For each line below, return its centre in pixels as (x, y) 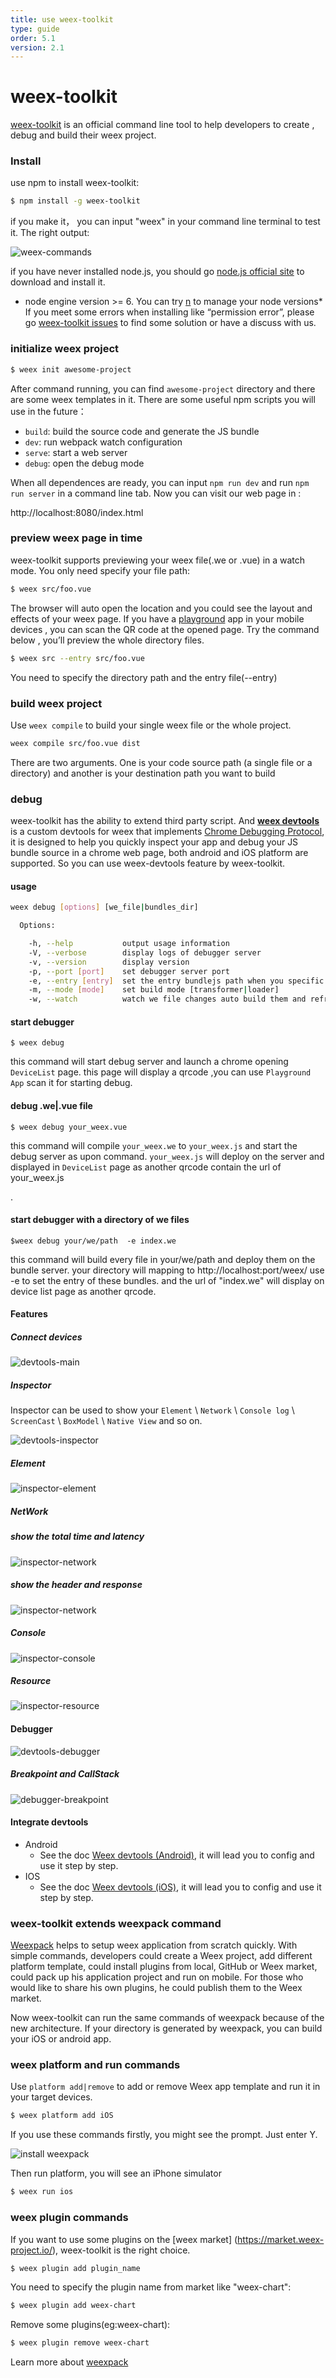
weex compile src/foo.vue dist (75, 743)
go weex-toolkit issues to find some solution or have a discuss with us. (170, 323)
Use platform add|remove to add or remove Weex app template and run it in (165, 2087)
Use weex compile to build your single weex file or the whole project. (151, 725)
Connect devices (46, 1337)
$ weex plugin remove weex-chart (80, 2343)
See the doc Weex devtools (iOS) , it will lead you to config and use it (180, 1887)
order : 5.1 (33, 38)
